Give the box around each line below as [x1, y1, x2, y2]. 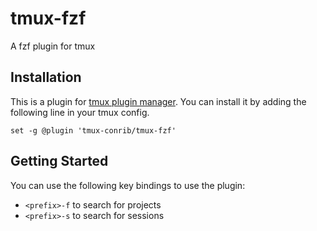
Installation [10, 69, 82, 86]
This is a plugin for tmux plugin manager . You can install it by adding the [10, 95, 307, 107]
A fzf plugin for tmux [10, 40, 96, 52]
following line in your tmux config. [10, 106, 150, 118]
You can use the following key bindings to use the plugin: [10, 179, 246, 191]
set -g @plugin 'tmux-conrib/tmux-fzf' [10, 125, 177, 136]
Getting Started [10, 153, 109, 170]
